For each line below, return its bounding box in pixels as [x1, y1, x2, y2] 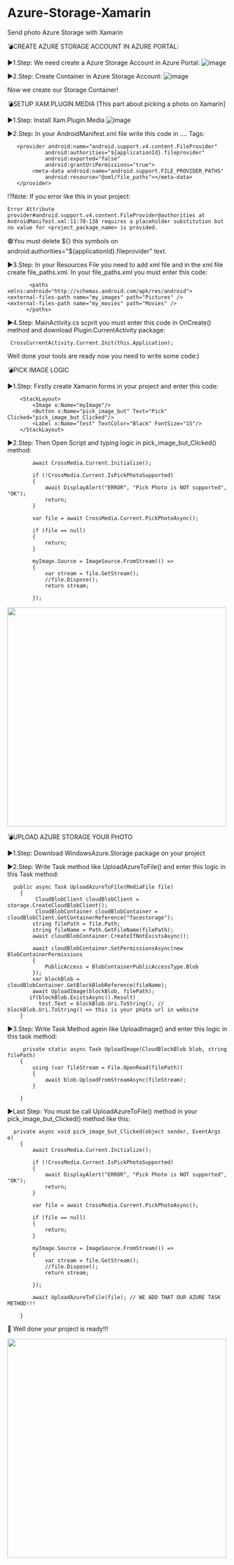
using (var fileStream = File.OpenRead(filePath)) [32, 1064, 184, 1071]
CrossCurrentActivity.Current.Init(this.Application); [10, 339, 174, 347]
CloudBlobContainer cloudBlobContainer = [35, 908, 158, 915]
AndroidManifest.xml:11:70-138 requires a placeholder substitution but [7, 217, 224, 225]
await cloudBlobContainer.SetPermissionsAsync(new [32, 945, 184, 952]
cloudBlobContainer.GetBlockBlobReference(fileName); [7, 981, 168, 988]
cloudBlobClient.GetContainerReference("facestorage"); [7, 914, 174, 921]
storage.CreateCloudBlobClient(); [7, 901, 109, 909]
